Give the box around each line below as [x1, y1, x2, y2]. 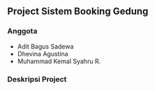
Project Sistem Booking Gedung [7, 6, 149, 17]
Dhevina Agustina [17, 49, 68, 58]
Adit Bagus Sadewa [17, 42, 74, 51]
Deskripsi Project [7, 74, 67, 84]
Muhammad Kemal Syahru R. [17, 57, 101, 65]
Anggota [7, 26, 38, 36]
